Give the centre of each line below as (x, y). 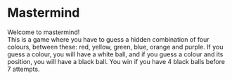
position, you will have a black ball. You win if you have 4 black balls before (116, 61)
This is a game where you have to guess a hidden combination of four (108, 39)
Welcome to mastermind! (44, 32)
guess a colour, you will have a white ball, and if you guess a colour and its (115, 54)
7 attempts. (24, 69)
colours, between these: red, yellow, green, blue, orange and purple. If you (115, 47)
